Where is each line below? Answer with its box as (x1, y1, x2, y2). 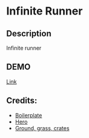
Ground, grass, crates (15, 124, 70, 131)
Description (6, 28, 51, 39)
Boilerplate (15, 111, 42, 119)
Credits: (6, 96, 38, 106)
